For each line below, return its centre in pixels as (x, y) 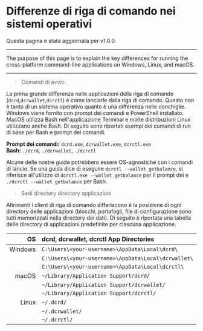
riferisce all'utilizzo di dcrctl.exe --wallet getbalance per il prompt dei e (98, 175)
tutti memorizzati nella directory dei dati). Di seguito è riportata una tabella (99, 218)
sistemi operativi (49, 24)
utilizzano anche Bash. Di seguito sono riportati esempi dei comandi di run (99, 126)
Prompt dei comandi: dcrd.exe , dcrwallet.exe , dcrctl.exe (79, 144)
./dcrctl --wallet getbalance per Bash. (57, 181)
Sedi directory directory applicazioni (66, 193)
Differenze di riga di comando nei (91, 11)
